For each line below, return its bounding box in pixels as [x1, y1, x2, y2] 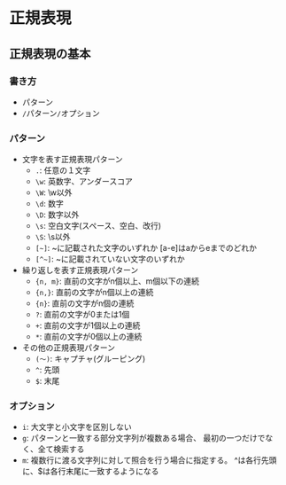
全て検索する [37, 444, 85, 455]
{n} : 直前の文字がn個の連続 [35, 298, 135, 309]
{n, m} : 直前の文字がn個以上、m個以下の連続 [35, 276, 200, 286]
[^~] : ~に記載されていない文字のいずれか [35, 254, 186, 264]
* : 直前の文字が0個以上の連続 [35, 332, 143, 342]
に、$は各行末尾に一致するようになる [21, 466, 159, 477]
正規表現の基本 [9, 46, 91, 61]
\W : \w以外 [35, 187, 73, 198]
